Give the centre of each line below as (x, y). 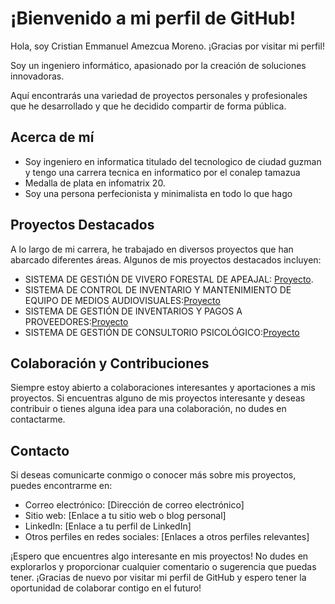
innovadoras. (37, 76)
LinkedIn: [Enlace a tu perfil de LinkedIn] (108, 526)
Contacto (40, 450)
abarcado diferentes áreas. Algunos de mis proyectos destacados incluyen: (166, 259)
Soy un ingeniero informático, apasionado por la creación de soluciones (158, 65)
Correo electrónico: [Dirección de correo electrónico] (134, 505)
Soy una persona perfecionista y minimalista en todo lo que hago (158, 193)
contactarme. (38, 419)
